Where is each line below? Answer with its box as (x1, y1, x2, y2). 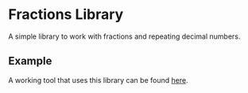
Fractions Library (8, 6, 124, 24)
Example (8, 54, 52, 68)
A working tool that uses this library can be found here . (8, 75, 188, 84)
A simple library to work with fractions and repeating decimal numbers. (8, 32, 241, 41)
